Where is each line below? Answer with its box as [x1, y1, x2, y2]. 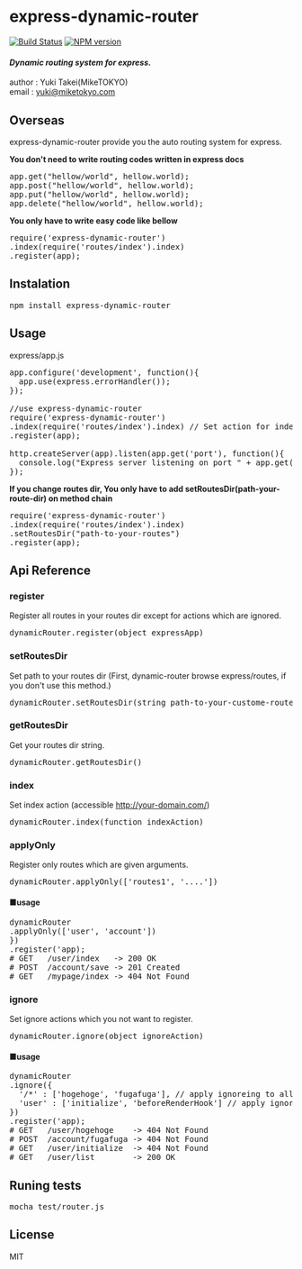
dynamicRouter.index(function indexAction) [9, 817, 204, 827]
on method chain [48, 493, 113, 504]
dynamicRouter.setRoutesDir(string [9, 697, 166, 708]
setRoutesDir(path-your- [184, 483, 280, 494]
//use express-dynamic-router [9, 403, 143, 414]
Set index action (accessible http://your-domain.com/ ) [9, 799, 210, 810]
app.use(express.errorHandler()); [18, 376, 171, 387]
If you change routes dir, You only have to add [9, 483, 184, 494]
